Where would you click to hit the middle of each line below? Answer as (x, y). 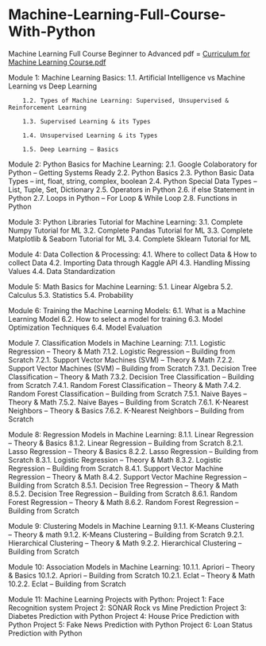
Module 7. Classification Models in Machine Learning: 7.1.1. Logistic (117, 343)
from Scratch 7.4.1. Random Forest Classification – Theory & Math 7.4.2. (125, 385)
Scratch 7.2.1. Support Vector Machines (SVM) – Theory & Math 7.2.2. (121, 359)
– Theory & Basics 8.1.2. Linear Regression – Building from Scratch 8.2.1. (126, 443)
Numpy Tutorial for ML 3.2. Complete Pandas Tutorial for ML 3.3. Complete (131, 230)
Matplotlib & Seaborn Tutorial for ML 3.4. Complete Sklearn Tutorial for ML (130, 239)
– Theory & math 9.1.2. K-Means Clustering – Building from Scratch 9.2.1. (126, 534)
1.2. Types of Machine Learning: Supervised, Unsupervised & (125, 100)
